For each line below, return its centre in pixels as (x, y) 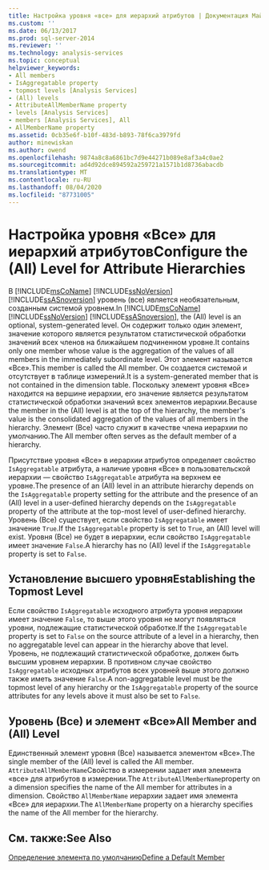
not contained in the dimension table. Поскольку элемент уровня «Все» (129, 384)
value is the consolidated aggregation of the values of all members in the (128, 419)
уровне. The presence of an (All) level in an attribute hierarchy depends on (131, 486)
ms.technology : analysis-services (66, 53)
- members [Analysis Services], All (69, 120)
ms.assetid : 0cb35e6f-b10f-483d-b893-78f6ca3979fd (94, 135)
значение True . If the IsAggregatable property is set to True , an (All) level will (134, 528)
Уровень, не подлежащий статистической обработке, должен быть (124, 653)
